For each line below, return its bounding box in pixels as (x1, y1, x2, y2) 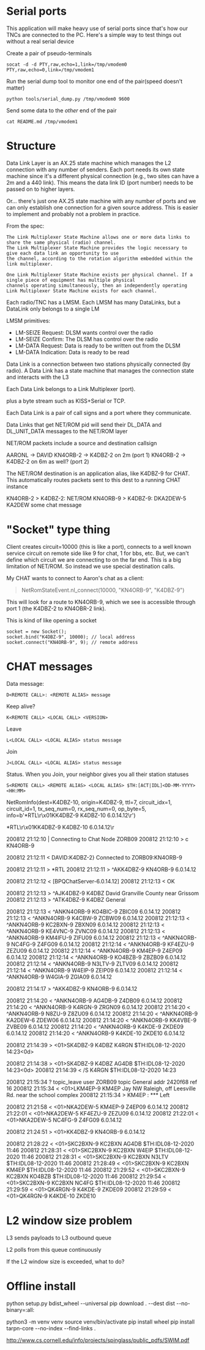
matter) (6, 84, 25, 91)
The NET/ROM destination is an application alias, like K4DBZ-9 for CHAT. (6, 470, 190, 477)
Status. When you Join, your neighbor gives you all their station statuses (6, 770, 189, 778)
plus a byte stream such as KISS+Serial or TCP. (6, 397, 126, 405)
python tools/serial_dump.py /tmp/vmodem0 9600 (6, 96, 130, 102)
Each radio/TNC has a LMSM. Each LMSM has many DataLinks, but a (6, 298, 181, 306)
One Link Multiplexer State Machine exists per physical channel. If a (6, 271, 193, 277)
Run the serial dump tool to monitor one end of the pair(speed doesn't (6, 77, 183, 85)
